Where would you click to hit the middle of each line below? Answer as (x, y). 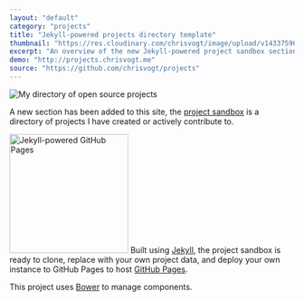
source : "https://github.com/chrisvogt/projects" (105, 69)
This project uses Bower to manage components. (101, 286)
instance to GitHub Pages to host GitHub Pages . (99, 269)
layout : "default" (44, 18)
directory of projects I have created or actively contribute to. (122, 121)
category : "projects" (50, 26)
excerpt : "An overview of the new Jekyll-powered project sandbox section (153, 52)
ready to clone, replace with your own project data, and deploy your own (145, 259)
